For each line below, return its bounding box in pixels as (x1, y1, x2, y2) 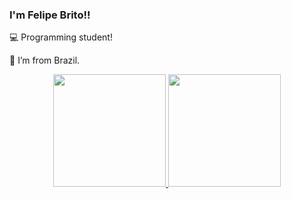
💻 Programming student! (9, 31, 113, 43)
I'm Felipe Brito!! (9, 8, 91, 22)
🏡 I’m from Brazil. (9, 54, 81, 67)
